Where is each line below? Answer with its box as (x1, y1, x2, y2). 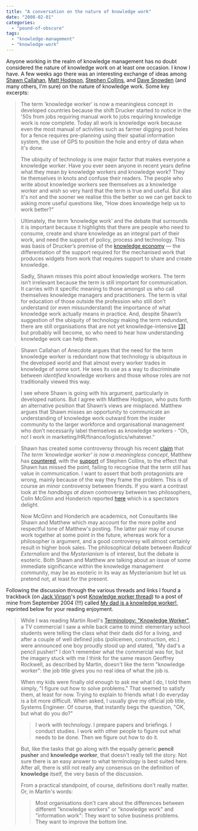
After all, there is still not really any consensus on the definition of (20, 764, 180, 771)
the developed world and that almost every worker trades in (20, 359, 166, 366)
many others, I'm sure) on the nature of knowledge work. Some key (6, 83, 170, 90)
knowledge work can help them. (20, 335, 99, 342)
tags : (6, 31, 19, 37)
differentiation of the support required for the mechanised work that (20, 248, 186, 255)
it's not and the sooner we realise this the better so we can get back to (20, 193, 192, 201)
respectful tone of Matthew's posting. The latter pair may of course (20, 525, 184, 532)
